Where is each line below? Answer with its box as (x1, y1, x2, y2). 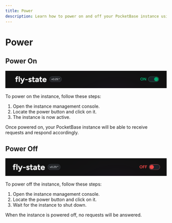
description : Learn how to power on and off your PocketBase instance (5, 13, 159, 19)
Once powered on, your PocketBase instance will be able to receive (5, 124, 148, 130)
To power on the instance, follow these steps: (5, 93, 101, 99)
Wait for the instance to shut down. (12, 201, 87, 208)
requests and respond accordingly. (5, 130, 79, 136)
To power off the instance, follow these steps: (5, 181, 102, 187)
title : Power (5, 8, 33, 13)
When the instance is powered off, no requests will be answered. (5, 212, 142, 218)
